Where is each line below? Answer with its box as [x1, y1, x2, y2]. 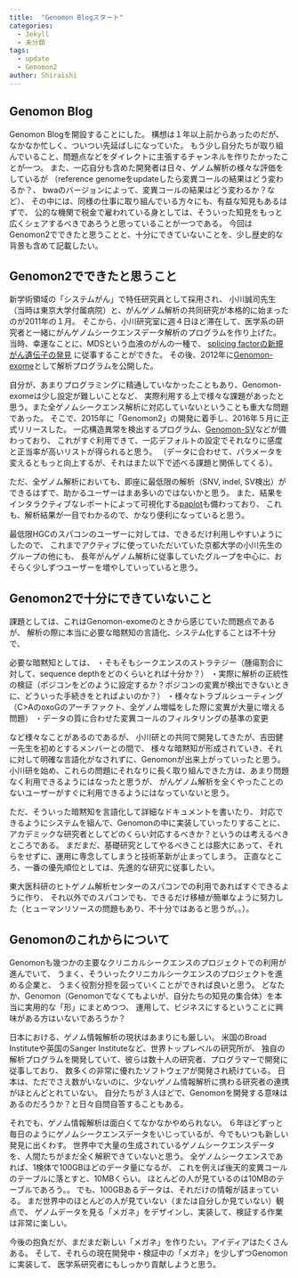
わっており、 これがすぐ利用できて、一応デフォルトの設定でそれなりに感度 [9, 435, 283, 446]
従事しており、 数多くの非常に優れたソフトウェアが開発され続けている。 [9, 1065, 276, 1076]
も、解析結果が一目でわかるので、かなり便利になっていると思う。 [9, 509, 250, 521]
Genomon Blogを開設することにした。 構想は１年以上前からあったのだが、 [9, 128, 285, 139]
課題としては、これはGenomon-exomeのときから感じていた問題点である [9, 616, 276, 627]
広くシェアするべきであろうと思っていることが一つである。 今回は [9, 217, 253, 228]
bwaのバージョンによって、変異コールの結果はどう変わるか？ [42, 184, 268, 195]
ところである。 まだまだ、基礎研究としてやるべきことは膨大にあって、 [9, 840, 268, 851]
